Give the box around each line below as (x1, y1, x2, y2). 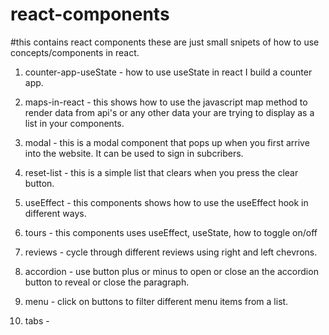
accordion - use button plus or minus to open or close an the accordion (24, 265, 319, 277)
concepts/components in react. (10, 46, 140, 58)
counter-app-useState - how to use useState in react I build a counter (24, 66, 313, 78)
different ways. (24, 207, 87, 219)
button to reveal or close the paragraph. (24, 276, 190, 288)
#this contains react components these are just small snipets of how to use (10, 36, 320, 48)
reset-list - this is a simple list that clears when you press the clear (24, 166, 299, 178)
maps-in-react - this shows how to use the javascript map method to (24, 96, 308, 108)
